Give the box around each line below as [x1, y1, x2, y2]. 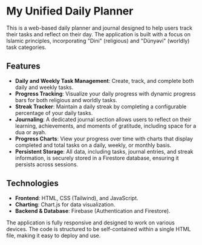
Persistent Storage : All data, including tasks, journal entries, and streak [15, 148, 194, 155]
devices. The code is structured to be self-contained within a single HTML [6, 225, 191, 232]
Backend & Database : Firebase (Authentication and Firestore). [15, 207, 171, 214]
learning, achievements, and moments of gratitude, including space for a [15, 122, 197, 129]
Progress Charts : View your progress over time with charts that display [15, 135, 194, 142]
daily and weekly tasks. [15, 83, 74, 91]
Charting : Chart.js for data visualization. [15, 201, 116, 208]
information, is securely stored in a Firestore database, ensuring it [15, 154, 180, 162]
